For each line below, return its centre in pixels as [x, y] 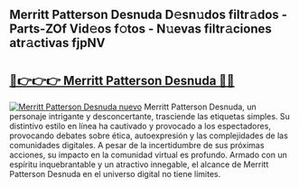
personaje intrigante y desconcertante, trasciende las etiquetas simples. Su [150, 116]
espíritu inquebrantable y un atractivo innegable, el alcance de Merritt [139, 164]
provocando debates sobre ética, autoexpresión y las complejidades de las [149, 136]
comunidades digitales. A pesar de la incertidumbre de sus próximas [137, 145]
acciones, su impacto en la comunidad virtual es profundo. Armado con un [148, 155]
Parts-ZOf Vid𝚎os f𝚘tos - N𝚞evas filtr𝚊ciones [141, 29]
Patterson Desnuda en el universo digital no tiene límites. [115, 174]
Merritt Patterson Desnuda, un [200, 107]
